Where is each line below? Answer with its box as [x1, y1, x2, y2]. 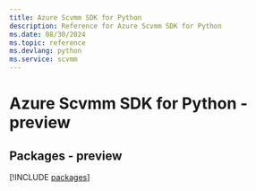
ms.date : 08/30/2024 [9, 30, 87, 39]
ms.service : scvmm [9, 55, 78, 64]
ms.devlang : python [9, 47, 82, 56]
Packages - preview [9, 148, 123, 163]
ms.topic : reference [9, 38, 87, 48]
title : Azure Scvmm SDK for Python [9, 13, 142, 22]
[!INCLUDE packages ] [9, 172, 90, 182]
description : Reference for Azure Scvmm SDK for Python [9, 22, 222, 30]
